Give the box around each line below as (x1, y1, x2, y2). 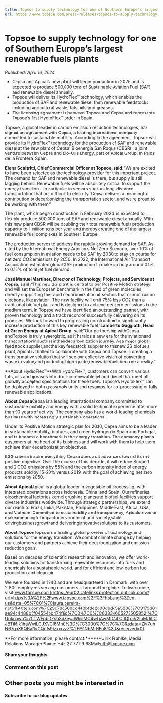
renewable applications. (5, 389, 53, 395)
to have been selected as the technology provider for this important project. (5, 170, 157, 176)
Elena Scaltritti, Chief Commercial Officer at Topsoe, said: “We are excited (5, 165, 155, 171)
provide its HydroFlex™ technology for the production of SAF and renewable (5, 140, 157, 146)
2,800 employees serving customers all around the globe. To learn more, (5, 585, 151, 590)
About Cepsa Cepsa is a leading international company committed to (5, 399, 142, 404)
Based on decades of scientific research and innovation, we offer (5, 554, 136, 560)
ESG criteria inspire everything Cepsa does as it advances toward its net (5, 454, 149, 459)
